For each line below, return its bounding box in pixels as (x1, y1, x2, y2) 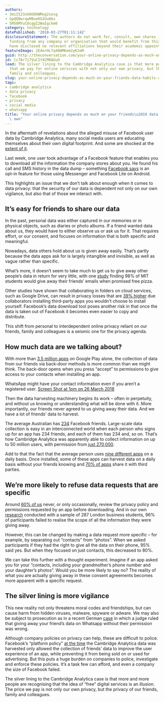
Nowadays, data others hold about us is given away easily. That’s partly (5, 248, 149, 254)
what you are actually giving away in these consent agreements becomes (5, 573, 153, 579)
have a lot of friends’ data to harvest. (5, 411, 80, 417)
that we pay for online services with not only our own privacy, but (9, 67, 154, 72)
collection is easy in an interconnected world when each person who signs (5, 426, 155, 432)
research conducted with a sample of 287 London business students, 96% (5, 512, 155, 518)
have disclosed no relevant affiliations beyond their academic (9, 44, 143, 48)
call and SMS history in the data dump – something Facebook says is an (5, 165, 150, 171)
